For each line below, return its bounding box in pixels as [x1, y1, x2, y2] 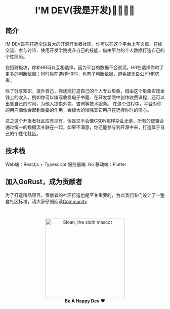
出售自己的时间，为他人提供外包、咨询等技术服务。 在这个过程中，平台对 [5, 101, 157, 107]
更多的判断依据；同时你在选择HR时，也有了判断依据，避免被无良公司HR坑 [5, 71, 159, 77]
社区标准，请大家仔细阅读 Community [9, 198, 87, 204]
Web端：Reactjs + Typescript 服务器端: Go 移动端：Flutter [5, 161, 126, 167]
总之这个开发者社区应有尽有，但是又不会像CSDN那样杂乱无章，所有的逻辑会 [5, 118, 164, 123]
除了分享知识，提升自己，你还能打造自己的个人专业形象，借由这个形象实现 [5, 88, 160, 94]
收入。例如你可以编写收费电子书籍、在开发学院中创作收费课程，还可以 [18, 95, 165, 100]
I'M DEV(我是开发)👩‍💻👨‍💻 [35, 5, 135, 16]
